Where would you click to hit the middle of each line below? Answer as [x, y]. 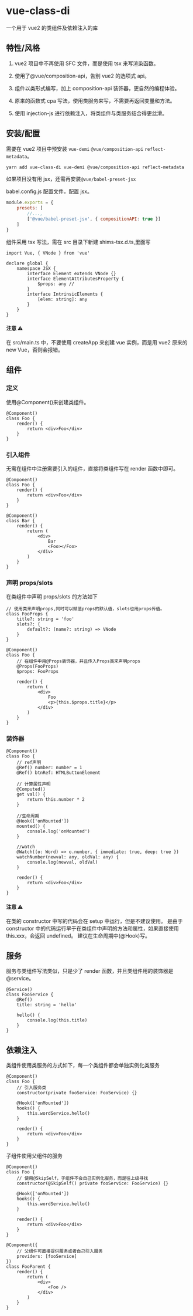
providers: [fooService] [47, 1257]
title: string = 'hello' [47, 1005]
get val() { [31, 794]
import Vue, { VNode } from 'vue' [48, 253]
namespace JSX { [37, 268]
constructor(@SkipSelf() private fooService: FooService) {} [92, 1183]
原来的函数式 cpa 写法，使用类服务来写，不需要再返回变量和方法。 [95, 100]
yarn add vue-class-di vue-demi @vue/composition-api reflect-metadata [95, 167]
